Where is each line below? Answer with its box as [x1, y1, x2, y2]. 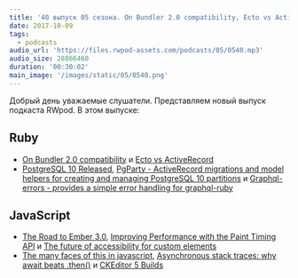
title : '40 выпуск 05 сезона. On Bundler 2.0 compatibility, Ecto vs [9, 12, 272, 22]
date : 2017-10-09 [9, 21, 74, 30]
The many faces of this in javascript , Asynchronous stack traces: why [21, 250, 277, 261]
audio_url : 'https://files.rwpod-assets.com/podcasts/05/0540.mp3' [9, 46, 264, 55]
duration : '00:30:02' [9, 63, 90, 72]
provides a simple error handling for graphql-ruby [51, 182, 233, 193]
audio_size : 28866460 [9, 54, 90, 63]
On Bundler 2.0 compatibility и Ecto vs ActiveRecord [21, 154, 215, 164]
